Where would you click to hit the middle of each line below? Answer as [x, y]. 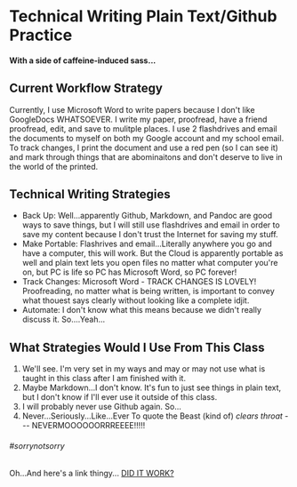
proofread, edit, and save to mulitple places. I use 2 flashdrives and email [143, 128]
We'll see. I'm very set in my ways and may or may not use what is [144, 369]
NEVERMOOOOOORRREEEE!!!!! [88, 426]
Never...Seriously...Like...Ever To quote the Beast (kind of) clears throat [152, 416]
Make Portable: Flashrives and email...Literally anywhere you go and [147, 244]
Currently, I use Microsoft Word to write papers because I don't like [132, 109]
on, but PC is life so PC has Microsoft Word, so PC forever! [129, 272]
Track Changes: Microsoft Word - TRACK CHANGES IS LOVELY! [139, 282]
